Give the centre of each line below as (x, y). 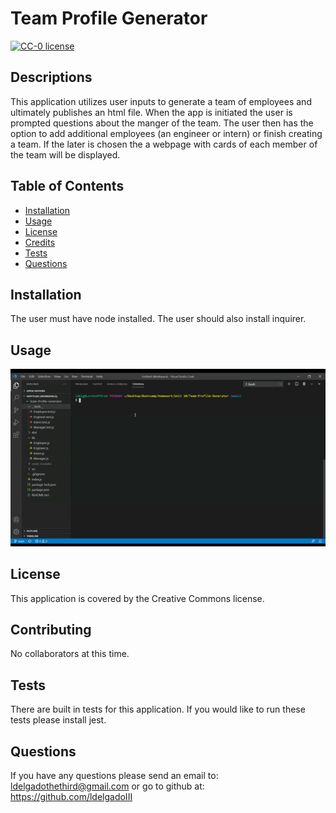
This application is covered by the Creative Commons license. (137, 598)
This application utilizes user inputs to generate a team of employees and (161, 101)
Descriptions (51, 77)
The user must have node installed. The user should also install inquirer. (158, 319)
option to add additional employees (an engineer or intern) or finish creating (166, 133)
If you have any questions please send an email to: (114, 775)
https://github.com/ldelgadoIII (71, 796)
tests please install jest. (58, 720)
